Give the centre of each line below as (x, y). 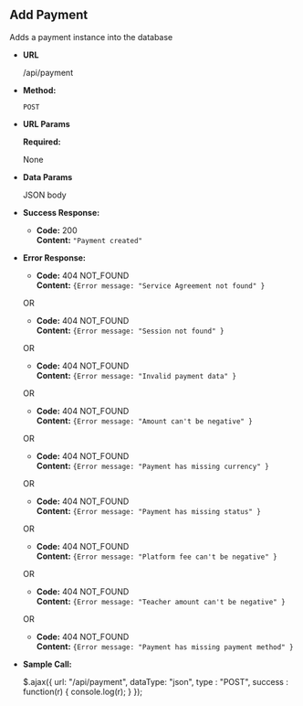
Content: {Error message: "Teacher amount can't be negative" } (161, 601)
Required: (42, 142)
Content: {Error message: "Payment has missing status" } (149, 510)
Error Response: (54, 257)
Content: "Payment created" (89, 240)
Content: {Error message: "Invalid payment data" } (136, 375)
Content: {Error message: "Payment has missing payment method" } (165, 646)
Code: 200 (57, 230)
